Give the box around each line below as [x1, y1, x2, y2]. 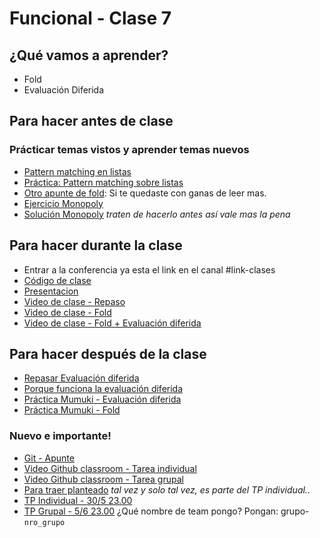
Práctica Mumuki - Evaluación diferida [23, 393, 182, 406]
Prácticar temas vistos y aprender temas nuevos [9, 143, 250, 157]
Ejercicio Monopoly [23, 197, 104, 209]
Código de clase [23, 274, 92, 286]
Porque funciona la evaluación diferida [23, 383, 184, 395]
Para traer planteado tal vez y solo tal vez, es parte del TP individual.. [23, 483, 311, 496]
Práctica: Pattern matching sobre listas [23, 176, 184, 188]
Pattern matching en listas [23, 165, 132, 177]
